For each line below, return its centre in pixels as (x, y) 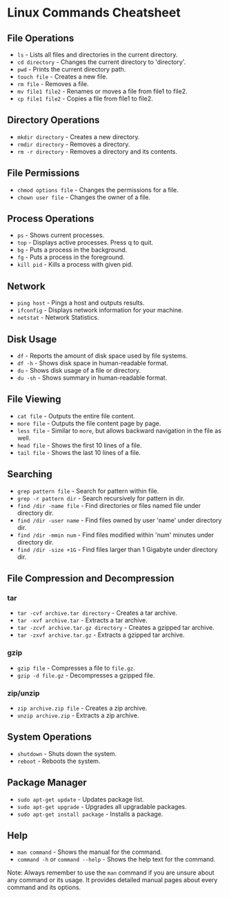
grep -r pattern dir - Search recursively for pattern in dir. (101, 498)
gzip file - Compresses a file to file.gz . (76, 668)
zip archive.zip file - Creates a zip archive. (82, 708)
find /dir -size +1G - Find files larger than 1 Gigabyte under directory (117, 549)
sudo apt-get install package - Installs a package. (90, 814)
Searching (30, 474)
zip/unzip (23, 693)
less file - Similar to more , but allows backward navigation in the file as (119, 430)
